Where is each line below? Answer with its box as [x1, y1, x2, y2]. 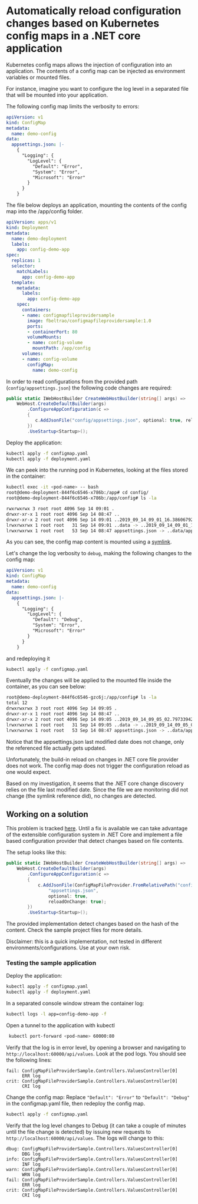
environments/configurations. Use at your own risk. [6, 944, 131, 951]
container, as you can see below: [6, 683, 87, 690]
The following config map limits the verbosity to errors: [6, 103, 140, 110]
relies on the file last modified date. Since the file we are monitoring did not [6, 786, 189, 793]
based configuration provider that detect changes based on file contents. [6, 837, 184, 845]
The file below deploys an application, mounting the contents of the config [6, 202, 187, 209]
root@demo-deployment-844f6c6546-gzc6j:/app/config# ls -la [6, 694, 157, 701]
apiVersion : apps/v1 [6, 219, 57, 225]
